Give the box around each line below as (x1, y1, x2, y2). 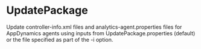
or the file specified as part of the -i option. (6, 36, 113, 43)
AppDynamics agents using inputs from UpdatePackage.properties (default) (6, 29, 196, 36)
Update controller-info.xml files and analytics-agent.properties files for (6, 23, 182, 30)
